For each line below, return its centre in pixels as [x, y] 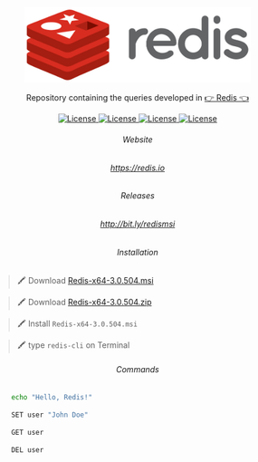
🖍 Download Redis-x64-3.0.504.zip [84, 303]
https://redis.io [138, 168]
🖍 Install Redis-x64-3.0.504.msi [77, 323]
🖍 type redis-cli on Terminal [73, 345]
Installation [138, 252]
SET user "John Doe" [50, 415]
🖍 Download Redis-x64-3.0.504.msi [86, 281]
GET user [28, 433]
